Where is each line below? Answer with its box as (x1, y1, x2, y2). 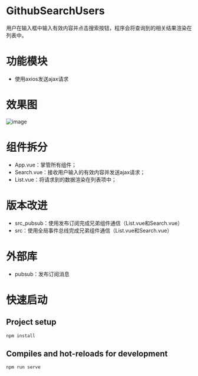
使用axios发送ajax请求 (14, 75, 69, 82)
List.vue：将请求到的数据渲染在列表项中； (14, 176, 117, 183)
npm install (6, 332, 35, 339)
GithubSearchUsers (6, 4, 105, 18)
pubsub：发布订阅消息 (14, 270, 70, 277)
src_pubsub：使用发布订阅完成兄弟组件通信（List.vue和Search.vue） (14, 220, 183, 227)
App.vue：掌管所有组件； (14, 161, 77, 168)
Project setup (6, 317, 57, 327)
